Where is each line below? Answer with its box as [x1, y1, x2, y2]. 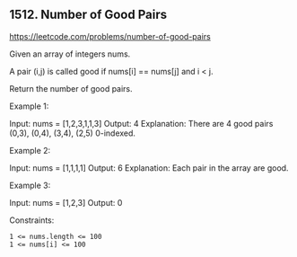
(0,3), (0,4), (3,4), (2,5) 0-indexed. [9, 128, 136, 138]
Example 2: [9, 145, 51, 155]
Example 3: [9, 180, 51, 191]
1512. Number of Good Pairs [9, 7, 168, 22]
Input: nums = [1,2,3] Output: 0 [9, 197, 123, 208]
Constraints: [9, 215, 55, 226]
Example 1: [9, 101, 49, 111]
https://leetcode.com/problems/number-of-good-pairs [9, 31, 211, 41]
